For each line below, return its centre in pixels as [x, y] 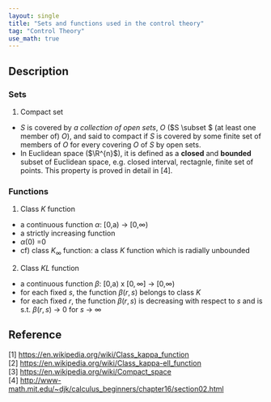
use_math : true [34, 38]
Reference [35, 335]
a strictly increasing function [68, 233]
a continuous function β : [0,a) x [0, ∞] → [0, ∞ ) [97, 284]
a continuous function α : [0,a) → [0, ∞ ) [84, 225]
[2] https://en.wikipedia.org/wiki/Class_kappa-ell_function [105, 363]
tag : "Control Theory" [47, 31]
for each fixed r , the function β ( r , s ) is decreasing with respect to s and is [141, 301]
